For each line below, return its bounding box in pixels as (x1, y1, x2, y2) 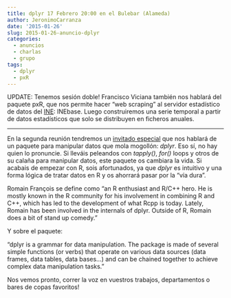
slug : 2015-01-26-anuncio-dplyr (7, 29, 100, 36)
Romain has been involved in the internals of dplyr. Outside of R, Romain (7, 206, 212, 215)
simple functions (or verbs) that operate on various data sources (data (7, 248, 206, 256)
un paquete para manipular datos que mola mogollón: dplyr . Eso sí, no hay (7, 142, 218, 150)
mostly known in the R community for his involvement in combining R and (7, 192, 215, 200)
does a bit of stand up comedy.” (7, 214, 98, 222)
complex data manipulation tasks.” (7, 262, 104, 270)
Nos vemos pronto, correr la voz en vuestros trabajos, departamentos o (7, 276, 210, 284)
